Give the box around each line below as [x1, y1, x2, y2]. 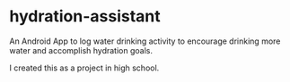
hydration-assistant [9, 6, 161, 27]
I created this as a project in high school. [9, 62, 160, 73]
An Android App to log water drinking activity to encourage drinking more [9, 36, 281, 46]
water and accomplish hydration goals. [9, 45, 153, 55]
